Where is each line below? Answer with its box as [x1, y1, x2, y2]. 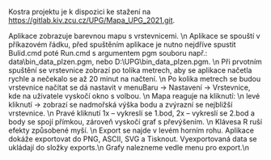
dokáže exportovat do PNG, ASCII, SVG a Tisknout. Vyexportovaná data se [8, 134, 257, 144]
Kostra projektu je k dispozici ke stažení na [8, 7, 151, 16]
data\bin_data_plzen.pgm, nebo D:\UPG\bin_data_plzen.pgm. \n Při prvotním [8, 57, 263, 66]
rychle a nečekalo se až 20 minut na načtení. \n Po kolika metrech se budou [8, 74, 261, 83]
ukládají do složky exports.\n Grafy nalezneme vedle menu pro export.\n [8, 143, 249, 152]
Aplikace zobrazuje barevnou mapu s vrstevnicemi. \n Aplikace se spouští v [8, 32, 260, 40]
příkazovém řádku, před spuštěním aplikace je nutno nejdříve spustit [8, 40, 236, 49]
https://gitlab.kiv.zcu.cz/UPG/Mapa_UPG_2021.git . [8, 15, 176, 25]
